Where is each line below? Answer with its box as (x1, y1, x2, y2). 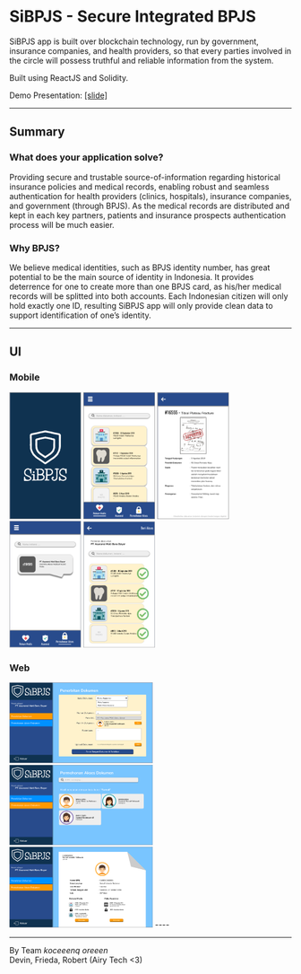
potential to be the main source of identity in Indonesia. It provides (9, 271, 254, 282)
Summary (9, 124, 65, 140)
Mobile (9, 371, 40, 383)
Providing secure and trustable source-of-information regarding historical (9, 171, 280, 182)
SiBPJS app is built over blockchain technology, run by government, (9, 36, 260, 47)
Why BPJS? (9, 241, 60, 254)
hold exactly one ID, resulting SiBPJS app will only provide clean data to (9, 300, 273, 311)
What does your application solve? (9, 151, 164, 163)
